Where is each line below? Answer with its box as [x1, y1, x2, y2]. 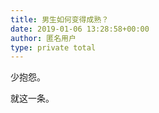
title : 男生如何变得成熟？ [10, 14, 110, 25]
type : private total [10, 42, 97, 53]
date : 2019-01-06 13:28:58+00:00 [10, 24, 150, 34]
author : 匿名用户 [10, 33, 77, 43]
